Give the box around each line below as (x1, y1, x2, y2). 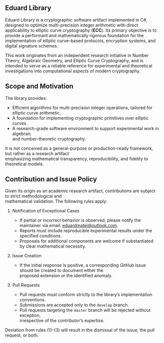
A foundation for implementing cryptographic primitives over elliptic (12, 115, 149, 121)
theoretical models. (5, 161, 44, 167)
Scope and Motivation (5, 82, 73, 91)
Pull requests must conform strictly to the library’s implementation (19, 292, 153, 297)
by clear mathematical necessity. (19, 243, 86, 249)
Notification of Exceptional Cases (12, 208, 80, 214)
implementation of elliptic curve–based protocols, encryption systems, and (5, 38, 156, 44)
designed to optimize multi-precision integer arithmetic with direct (5, 22, 139, 28)
